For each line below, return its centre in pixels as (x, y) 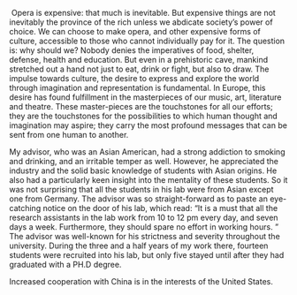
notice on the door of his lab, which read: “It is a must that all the (160, 208)
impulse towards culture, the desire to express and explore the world (134, 78)
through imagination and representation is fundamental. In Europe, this (137, 88)
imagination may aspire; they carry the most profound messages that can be (148, 125)
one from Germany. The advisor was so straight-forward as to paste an (138, 199)
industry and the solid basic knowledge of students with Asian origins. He (143, 170)
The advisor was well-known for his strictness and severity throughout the (145, 236)
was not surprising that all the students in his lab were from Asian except (141, 189)
